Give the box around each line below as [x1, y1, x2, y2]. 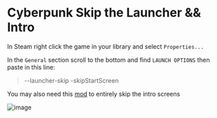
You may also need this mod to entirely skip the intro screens [7, 90, 180, 98]
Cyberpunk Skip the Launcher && [7, 5, 201, 21]
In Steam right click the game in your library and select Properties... [7, 42, 205, 50]
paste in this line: [7, 63, 55, 71]
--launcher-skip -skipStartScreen [23, 76, 119, 84]
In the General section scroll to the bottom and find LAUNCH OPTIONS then [7, 55, 210, 63]
